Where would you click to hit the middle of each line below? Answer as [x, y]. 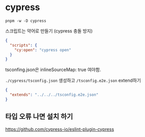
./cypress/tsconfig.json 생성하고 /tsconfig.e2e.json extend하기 [73, 81]
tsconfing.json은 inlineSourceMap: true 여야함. [53, 70]
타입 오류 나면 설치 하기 [39, 116]
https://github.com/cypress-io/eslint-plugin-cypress [60, 129]
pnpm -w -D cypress [26, 21]
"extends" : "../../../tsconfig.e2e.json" [54, 95]
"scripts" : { [24, 45]
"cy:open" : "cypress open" [43, 50]
